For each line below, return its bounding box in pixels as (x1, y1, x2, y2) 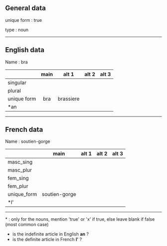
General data (5, 4, 46, 12)
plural (7, 87, 21, 94)
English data (5, 46, 45, 54)
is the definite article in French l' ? (12, 237, 82, 243)
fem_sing (7, 175, 29, 182)
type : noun (5, 27, 29, 33)
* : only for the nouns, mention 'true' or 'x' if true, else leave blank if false (5, 216, 155, 222)
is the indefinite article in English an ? (12, 231, 89, 237)
